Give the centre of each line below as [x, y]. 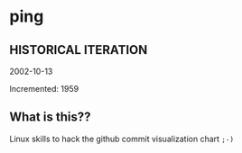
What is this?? [50, 117]
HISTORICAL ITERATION [79, 50]
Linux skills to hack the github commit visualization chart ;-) [122, 139]
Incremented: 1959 [44, 89]
